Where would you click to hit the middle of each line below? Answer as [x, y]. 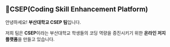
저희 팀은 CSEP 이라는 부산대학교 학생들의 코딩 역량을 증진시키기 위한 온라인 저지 [86, 33]
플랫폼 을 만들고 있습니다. [30, 39]
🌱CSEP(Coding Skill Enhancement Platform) [77, 9]
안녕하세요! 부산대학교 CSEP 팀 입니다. [43, 22]
